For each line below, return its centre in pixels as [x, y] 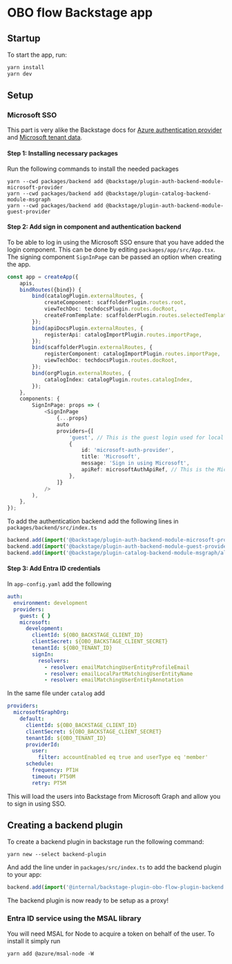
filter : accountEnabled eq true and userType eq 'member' [123, 757]
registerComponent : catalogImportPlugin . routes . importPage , [132, 354]
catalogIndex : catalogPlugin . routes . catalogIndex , [118, 379]
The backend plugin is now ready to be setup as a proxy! [88, 900]
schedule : [39, 764]
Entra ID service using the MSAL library [74, 918]
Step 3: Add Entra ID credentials [54, 569]
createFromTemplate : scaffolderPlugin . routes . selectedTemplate [137, 316]
